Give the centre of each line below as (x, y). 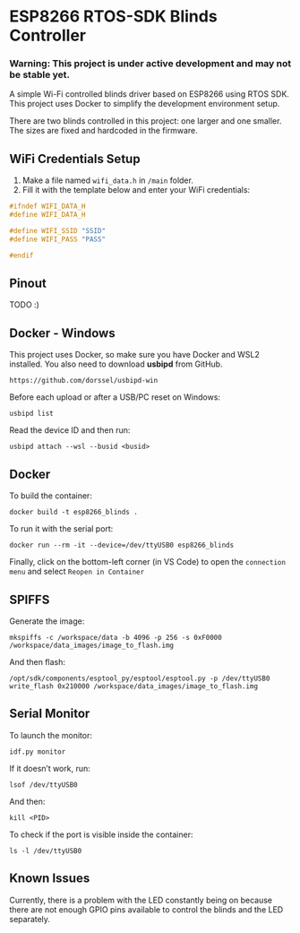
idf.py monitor (38, 752)
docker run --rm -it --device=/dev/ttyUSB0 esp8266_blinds (122, 545)
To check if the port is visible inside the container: (101, 834)
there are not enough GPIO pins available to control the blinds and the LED (146, 909)
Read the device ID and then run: (70, 430)
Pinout (28, 284)
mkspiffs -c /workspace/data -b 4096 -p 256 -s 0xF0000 (116, 637)
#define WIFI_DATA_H (48, 215)
